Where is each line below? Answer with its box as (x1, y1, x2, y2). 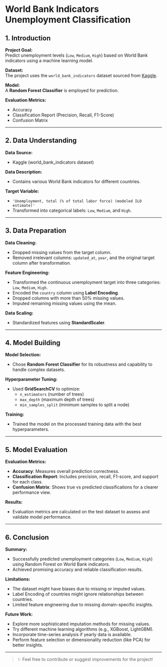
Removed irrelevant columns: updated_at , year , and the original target (12, 255, 155, 261)
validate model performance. (12, 514, 72, 520)
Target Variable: (5, 188, 39, 194)
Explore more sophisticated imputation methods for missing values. (12, 621, 151, 627)
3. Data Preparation (5, 226, 67, 235)
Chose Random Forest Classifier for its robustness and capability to (12, 362, 153, 368)
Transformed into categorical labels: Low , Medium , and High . (12, 207, 132, 213)
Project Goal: (5, 47, 33, 53)
